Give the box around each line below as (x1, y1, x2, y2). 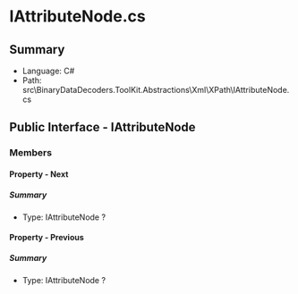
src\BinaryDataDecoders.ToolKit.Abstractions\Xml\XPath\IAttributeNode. (21, 85, 290, 95)
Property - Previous (9, 232, 85, 243)
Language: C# (21, 65, 75, 76)
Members (9, 147, 52, 159)
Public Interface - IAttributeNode (9, 120, 196, 135)
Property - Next (9, 168, 69, 180)
